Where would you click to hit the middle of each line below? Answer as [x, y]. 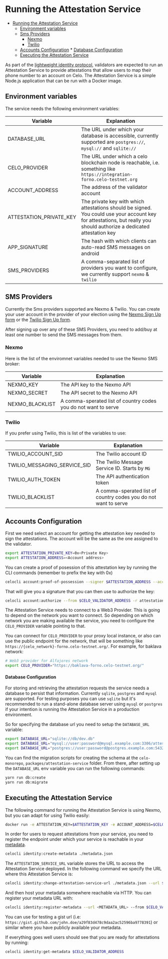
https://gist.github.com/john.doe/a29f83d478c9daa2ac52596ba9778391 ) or [82, 922]
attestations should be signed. [116, 207]
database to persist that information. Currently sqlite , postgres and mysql [81, 693]
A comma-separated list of [113, 262]
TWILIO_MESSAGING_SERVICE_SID [49, 465]
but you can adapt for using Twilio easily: [47, 815]
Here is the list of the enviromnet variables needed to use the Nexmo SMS [81, 358]
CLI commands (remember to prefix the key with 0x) [59, 573]
